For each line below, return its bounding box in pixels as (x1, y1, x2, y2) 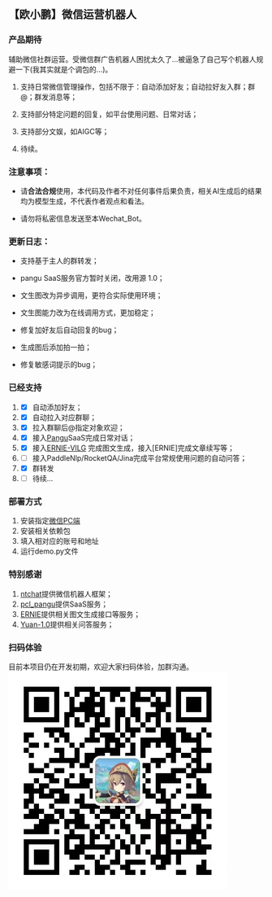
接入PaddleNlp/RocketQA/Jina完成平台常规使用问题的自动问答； (32, 453, 248, 462)
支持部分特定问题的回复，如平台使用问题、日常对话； (19, 109, 199, 119)
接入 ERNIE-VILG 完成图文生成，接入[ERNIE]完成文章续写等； (32, 443, 235, 453)
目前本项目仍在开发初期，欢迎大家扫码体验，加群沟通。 (8, 662, 193, 672)
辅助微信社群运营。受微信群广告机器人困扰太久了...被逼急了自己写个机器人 (8, 54, 257, 63)
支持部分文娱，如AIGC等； (19, 126, 110, 136)
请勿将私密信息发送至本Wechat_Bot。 (19, 213, 146, 223)
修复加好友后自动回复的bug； (19, 325, 119, 335)
